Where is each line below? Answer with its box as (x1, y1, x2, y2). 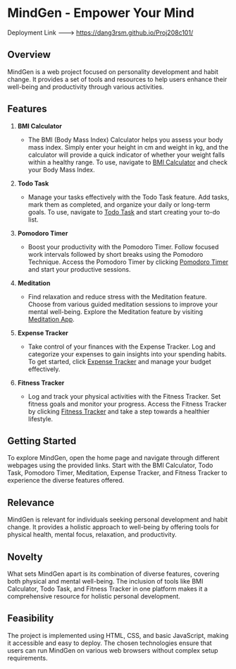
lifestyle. (27, 414, 54, 423)
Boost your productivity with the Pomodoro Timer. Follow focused (27, 242, 219, 251)
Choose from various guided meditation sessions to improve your (27, 300, 218, 308)
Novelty (7, 550, 44, 562)
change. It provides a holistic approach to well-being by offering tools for (7, 523, 220, 531)
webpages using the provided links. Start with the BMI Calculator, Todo (7, 461, 213, 470)
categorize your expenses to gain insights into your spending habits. (27, 349, 227, 358)
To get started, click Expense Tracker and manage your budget (27, 357, 211, 366)
